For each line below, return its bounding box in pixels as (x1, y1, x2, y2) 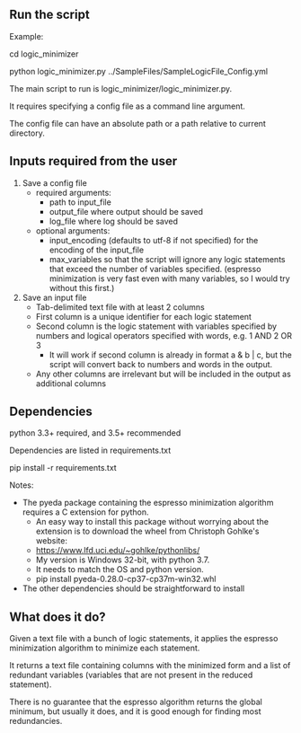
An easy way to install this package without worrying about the (35, 517, 270, 527)
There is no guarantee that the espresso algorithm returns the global (9, 696, 262, 708)
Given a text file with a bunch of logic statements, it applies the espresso (9, 633, 279, 644)
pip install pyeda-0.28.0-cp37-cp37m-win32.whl (35, 574, 217, 585)
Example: (9, 31, 44, 41)
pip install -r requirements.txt (9, 463, 117, 473)
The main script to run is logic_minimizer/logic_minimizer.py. (9, 83, 233, 93)
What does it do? (9, 609, 106, 624)
